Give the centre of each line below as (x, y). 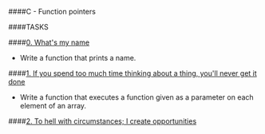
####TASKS (29, 27)
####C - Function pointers (52, 12)
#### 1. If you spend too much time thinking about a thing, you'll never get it (132, 73)
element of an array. (53, 106)
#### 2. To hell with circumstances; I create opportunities (103, 121)
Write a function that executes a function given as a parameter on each (136, 97)
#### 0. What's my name (49, 42)
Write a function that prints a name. (78, 58)
